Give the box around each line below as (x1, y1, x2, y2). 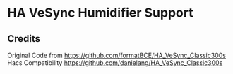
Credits (7, 33, 41, 45)
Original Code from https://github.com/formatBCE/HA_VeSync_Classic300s (7, 51, 226, 59)
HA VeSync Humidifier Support (7, 5, 193, 21)
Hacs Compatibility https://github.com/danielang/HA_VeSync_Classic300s (7, 59, 223, 67)
